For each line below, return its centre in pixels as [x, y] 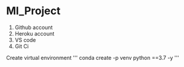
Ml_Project [33, 11]
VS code [25, 40]
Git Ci [21, 46]
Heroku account [35, 33]
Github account [34, 27]
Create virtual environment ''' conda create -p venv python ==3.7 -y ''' [93, 58]
